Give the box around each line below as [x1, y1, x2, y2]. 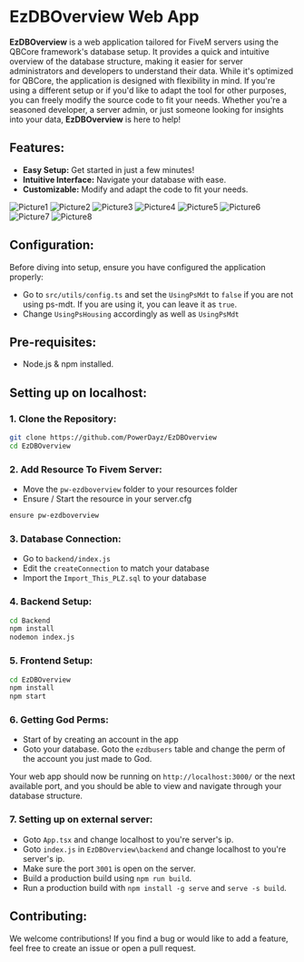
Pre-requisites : [9, 334, 97, 349]
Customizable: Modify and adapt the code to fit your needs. [22, 184, 249, 195]
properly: [9, 271, 44, 282]
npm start [9, 692, 47, 702]
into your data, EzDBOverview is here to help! [9, 114, 181, 125]
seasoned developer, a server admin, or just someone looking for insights [9, 104, 284, 115]
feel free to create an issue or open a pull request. [9, 942, 197, 953]
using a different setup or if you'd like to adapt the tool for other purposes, [9, 85, 288, 96]
